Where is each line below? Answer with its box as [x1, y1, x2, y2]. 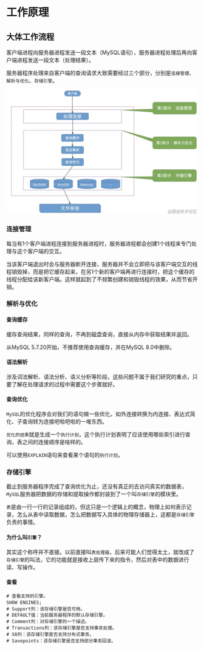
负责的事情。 [6, 518, 38, 526]
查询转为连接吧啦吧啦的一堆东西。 [22, 418, 107, 425]
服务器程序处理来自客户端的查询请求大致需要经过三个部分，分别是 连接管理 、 [6, 69, 195, 76]
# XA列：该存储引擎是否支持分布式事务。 [6, 632, 94, 638]
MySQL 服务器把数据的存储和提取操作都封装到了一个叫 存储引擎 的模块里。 [6, 490, 182, 498]
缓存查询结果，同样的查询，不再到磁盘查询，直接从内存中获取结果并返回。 [6, 330, 192, 337]
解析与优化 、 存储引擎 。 [6, 77, 58, 84]
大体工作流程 [6, 32, 55, 42]
